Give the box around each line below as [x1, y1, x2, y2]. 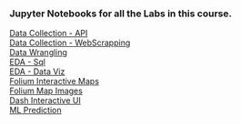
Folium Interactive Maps [9, 76, 100, 87]
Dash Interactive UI [9, 95, 82, 106]
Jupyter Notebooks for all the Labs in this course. [9, 7, 232, 20]
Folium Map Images [9, 85, 84, 97]
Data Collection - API [9, 28, 88, 39]
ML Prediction [9, 105, 62, 116]
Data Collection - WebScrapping [9, 37, 131, 48]
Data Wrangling [9, 47, 68, 58]
